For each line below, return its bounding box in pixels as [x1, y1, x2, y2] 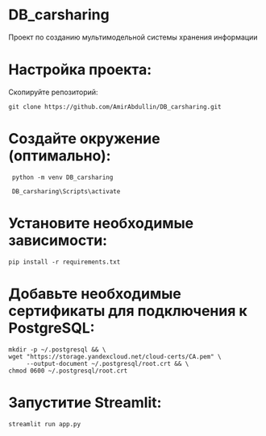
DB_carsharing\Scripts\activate [11, 187, 121, 195]
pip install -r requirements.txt [8, 258, 121, 266]
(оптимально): [8, 147, 111, 165]
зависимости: [8, 231, 107, 249]
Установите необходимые [8, 214, 194, 232]
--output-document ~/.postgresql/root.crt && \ [26, 359, 189, 367]
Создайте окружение [8, 130, 160, 148]
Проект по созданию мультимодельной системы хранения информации [8, 32, 258, 42]
